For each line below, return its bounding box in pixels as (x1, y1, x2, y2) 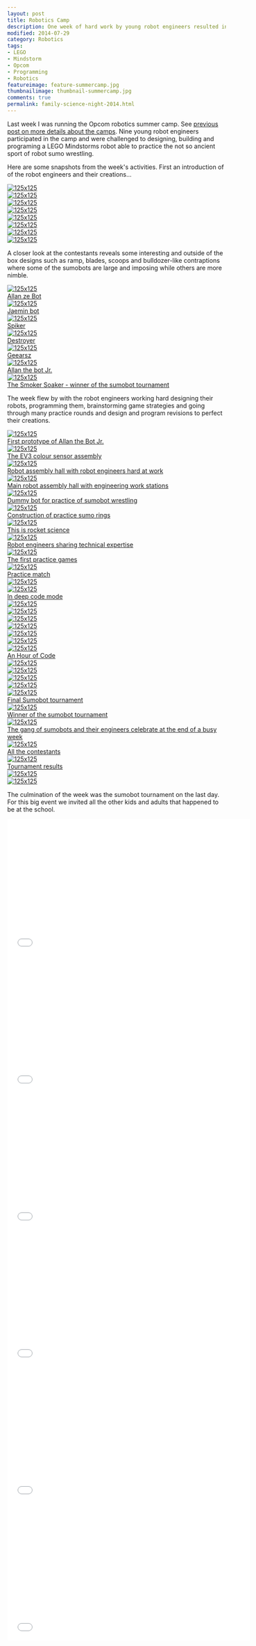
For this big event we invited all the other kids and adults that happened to (7, 798, 219, 806)
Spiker (7, 321, 26, 330)
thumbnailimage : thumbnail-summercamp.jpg (7, 88, 132, 95)
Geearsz (7, 350, 32, 359)
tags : (7, 42, 23, 49)
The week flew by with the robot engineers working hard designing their (7, 394, 214, 402)
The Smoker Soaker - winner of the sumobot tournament (7, 380, 170, 389)
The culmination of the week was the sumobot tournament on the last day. (7, 790, 220, 798)
